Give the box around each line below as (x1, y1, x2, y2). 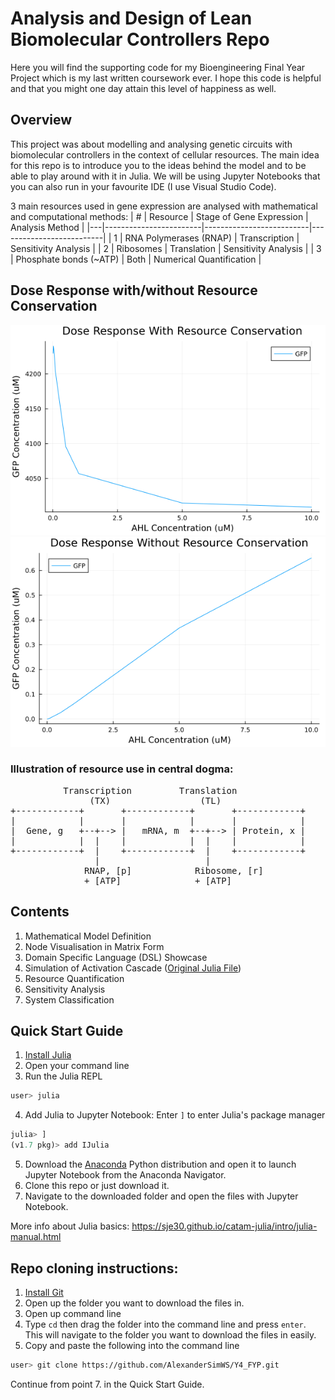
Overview (10, 112, 73, 129)
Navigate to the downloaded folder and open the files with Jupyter (24, 1190, 299, 1202)
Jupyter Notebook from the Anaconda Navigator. (24, 1169, 227, 1181)
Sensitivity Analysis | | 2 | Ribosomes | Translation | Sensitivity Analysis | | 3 (10, 242, 322, 254)
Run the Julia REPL (24, 1070, 103, 1082)
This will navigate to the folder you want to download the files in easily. (24, 1328, 317, 1341)
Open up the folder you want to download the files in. (24, 1297, 245, 1309)
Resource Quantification (24, 972, 125, 984)
